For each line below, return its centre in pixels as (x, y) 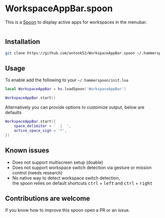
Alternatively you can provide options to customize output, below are (75, 107)
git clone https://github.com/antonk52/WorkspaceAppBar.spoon (70, 53)
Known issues (27, 151)
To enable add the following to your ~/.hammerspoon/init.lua (67, 80)
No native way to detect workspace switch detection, (66, 178)
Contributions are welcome (48, 198)
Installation (23, 42)
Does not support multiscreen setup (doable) (58, 162)
